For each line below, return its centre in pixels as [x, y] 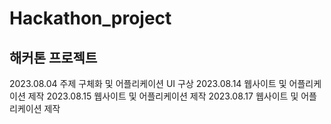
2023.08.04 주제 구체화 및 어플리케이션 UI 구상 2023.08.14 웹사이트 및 [148, 83]
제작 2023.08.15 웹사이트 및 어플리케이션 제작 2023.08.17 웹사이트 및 [163, 96]
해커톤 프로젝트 [53, 57]
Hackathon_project [90, 18]
